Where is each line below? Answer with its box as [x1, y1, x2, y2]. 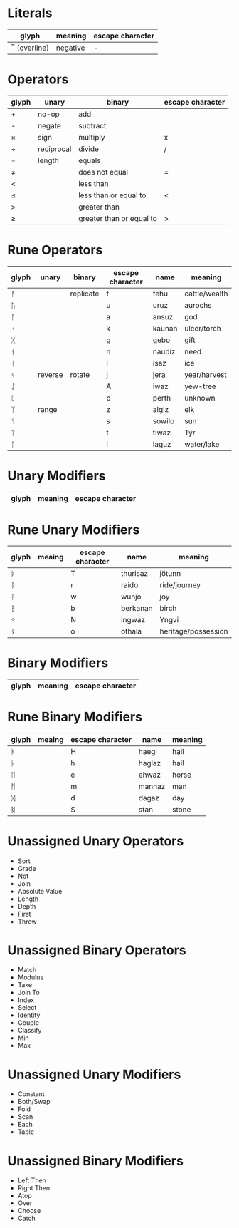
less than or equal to [78, 190, 147, 200]
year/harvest [184, 369, 228, 379]
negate [38, 120, 62, 130]
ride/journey [159, 579, 201, 589]
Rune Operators [7, 242, 103, 258]
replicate [70, 289, 100, 299]
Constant [17, 1090, 45, 1098]
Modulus [17, 973, 44, 981]
